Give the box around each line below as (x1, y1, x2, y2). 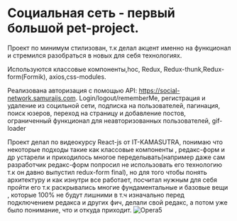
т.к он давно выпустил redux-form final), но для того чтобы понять (7, 168, 207, 176)
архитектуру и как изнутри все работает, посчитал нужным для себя (7, 176, 218, 184)
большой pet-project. (7, 20, 140, 36)
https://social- (138, 86, 180, 95)
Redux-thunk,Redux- (163, 65, 225, 73)
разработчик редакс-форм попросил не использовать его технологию (7, 160, 222, 168)
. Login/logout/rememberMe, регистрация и (75, 94, 206, 102)
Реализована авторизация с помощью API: (7, 86, 138, 95)
